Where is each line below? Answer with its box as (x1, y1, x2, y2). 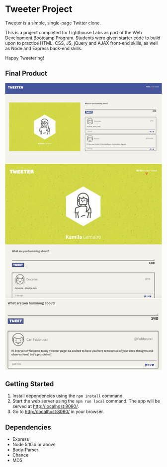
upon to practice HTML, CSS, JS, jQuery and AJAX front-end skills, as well (5, 40, 158, 46)
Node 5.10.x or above (12, 442, 56, 448)
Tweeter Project (5, 3, 73, 15)
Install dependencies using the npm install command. (12, 393, 124, 399)
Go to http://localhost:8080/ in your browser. (12, 408, 104, 415)
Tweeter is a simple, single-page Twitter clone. (5, 20, 101, 26)
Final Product (5, 69, 47, 78)
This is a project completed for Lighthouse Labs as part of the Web (5, 29, 142, 35)
